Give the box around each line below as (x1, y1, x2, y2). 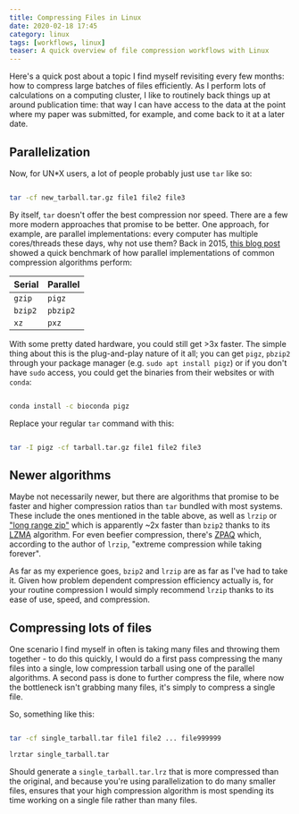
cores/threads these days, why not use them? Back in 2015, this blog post (9, 238, 281, 249)
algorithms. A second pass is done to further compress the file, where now (9, 673, 285, 683)
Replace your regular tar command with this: (9, 418, 175, 428)
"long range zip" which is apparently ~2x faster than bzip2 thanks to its (9, 520, 270, 530)
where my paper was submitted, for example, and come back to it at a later (9, 109, 286, 120)
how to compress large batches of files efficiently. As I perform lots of (9, 81, 266, 91)
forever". (9, 548, 42, 559)
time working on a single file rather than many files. (9, 794, 198, 805)
